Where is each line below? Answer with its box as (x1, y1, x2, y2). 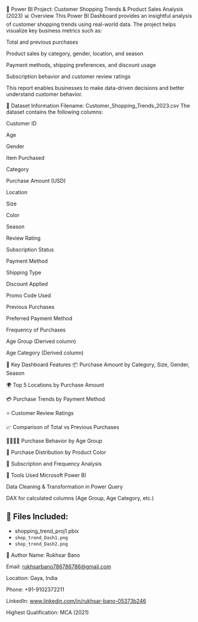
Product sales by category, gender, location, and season (6, 50, 144, 57)
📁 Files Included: (6, 512, 69, 522)
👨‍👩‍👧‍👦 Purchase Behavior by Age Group (6, 437, 102, 444)
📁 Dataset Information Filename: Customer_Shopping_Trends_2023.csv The (6, 102, 190, 109)
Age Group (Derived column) (6, 338, 77, 344)
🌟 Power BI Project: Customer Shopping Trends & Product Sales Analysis (6, 6, 183, 12)
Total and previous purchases (6, 38, 79, 46)
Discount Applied (6, 281, 48, 287)
